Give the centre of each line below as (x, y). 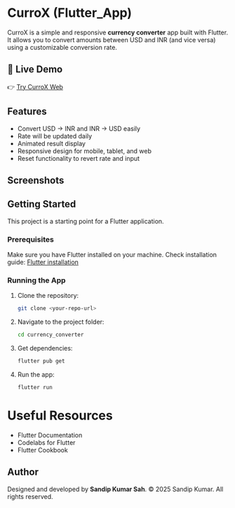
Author (23, 472)
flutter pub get (41, 361)
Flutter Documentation (50, 435)
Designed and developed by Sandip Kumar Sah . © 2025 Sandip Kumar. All (115, 489)
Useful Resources (60, 416)
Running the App (36, 280)
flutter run (35, 387)
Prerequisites (31, 239)
